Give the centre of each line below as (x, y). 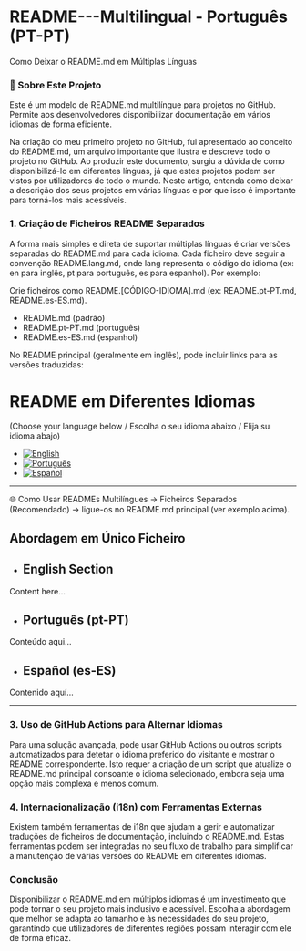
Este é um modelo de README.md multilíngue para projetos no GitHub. (143, 105)
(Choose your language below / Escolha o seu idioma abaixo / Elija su (140, 427)
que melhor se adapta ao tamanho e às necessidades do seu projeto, (139, 919)
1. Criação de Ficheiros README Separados (107, 223)
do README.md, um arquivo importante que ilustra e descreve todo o (140, 151)
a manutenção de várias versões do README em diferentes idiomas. (138, 855)
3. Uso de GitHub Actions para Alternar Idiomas (116, 725)
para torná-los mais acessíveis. (68, 200)
